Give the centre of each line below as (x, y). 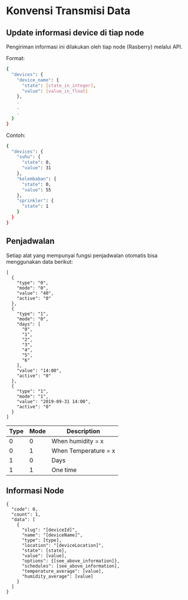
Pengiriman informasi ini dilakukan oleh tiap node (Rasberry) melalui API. (94, 47)
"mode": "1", (33, 396)
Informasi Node (35, 491)
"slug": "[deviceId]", (50, 530)
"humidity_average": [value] (57, 576)
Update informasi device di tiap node (75, 33)
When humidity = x (78, 441)
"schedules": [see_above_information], (70, 566)
